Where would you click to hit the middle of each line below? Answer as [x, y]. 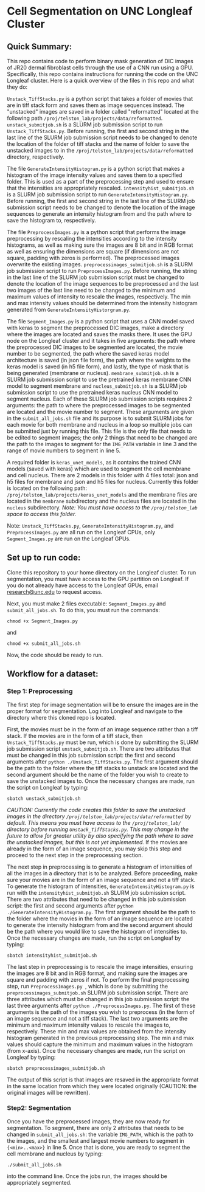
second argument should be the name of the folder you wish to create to [98, 774]
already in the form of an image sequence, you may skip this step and [94, 849]
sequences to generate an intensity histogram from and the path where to [99, 214]
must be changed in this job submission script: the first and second [91, 755]
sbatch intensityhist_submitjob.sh [52, 956]
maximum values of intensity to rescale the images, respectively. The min [99, 297]
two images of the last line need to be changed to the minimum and [91, 290]
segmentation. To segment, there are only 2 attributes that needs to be [96, 1128]
